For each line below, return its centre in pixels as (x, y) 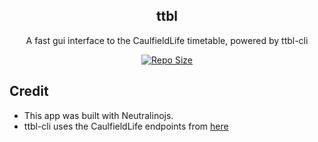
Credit (29, 91)
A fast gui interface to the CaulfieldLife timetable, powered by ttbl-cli (167, 40)
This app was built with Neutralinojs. (98, 115)
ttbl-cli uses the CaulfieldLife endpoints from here (126, 126)
